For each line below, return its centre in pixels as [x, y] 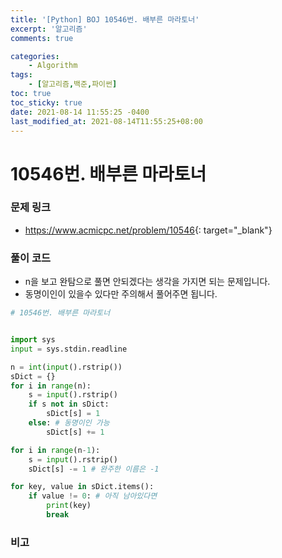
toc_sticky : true [46, 102]
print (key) [69, 506]
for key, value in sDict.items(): [82, 487]
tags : [21, 75]
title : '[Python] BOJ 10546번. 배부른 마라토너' [105, 19]
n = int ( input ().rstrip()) [66, 367]
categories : [35, 56]
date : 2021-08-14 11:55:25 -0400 [80, 112]
